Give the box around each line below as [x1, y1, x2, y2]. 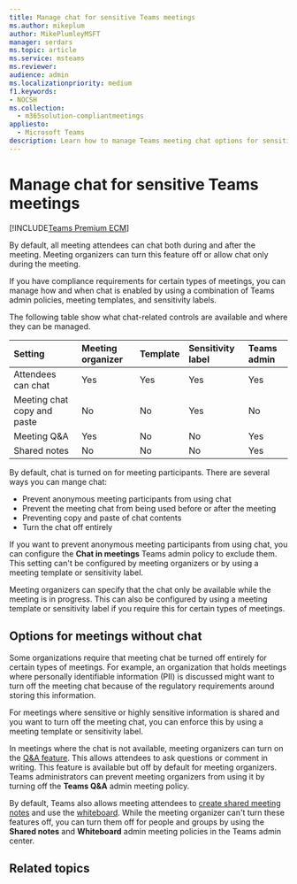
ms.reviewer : [9, 63, 57, 72]
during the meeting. [9, 258, 81, 269]
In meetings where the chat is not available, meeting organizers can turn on [9, 742, 284, 753]
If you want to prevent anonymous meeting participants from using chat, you [9, 539, 288, 550]
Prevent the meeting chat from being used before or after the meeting [21, 503, 277, 513]
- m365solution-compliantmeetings [17, 111, 144, 120]
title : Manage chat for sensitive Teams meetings [9, 12, 196, 22]
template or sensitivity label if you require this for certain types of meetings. [9, 603, 286, 613]
